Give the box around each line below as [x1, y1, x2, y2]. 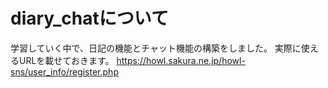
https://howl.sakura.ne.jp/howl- [116, 54, 246, 66]
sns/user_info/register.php [10, 65, 119, 78]
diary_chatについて [10, 7, 169, 30]
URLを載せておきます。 [18, 54, 115, 66]
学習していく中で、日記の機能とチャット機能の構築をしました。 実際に [10, 42, 302, 54]
